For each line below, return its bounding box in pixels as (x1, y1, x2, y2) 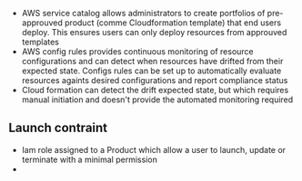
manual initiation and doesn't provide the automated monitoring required (21, 94, 294, 105)
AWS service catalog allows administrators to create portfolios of (21, 8, 266, 18)
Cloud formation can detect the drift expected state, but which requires (21, 85, 289, 95)
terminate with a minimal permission (21, 154, 158, 165)
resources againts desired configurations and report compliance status (21, 75, 288, 85)
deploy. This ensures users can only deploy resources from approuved (21, 27, 287, 37)
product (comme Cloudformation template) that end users (64, 17, 282, 28)
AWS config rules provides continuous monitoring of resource (21, 46, 254, 57)
